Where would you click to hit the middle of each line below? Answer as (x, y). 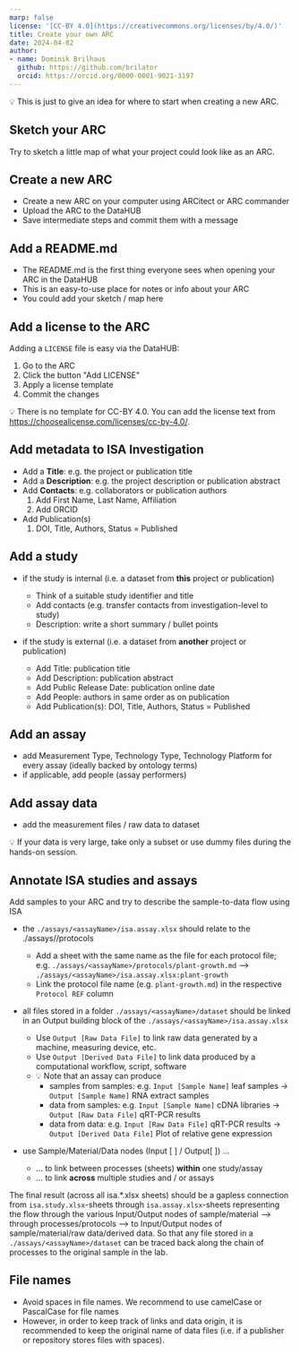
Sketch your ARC (58, 130)
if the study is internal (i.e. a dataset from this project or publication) (148, 578)
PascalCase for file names (70, 1311)
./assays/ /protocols (58, 938)
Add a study (44, 557)
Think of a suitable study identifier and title (115, 596)
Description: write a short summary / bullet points (127, 624)
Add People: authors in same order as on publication (133, 697)
